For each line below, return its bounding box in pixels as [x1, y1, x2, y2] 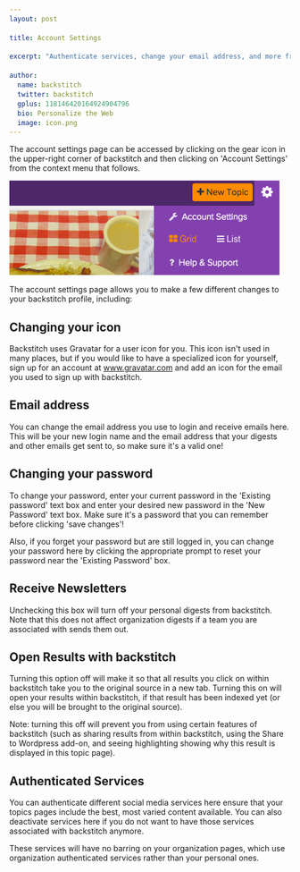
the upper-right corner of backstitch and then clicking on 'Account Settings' [9, 153, 288, 165]
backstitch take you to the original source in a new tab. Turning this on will [9, 682, 283, 693]
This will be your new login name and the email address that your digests [9, 430, 278, 442]
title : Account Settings [9, 33, 102, 42]
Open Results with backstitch [9, 649, 177, 665]
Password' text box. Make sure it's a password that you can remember [9, 509, 270, 520]
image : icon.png [17, 118, 78, 127]
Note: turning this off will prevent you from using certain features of [9, 719, 258, 730]
